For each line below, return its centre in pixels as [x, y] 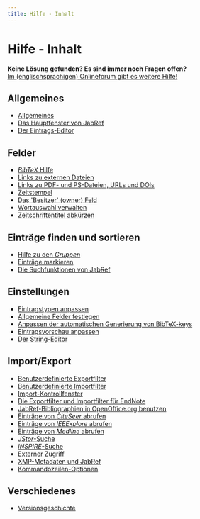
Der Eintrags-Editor [46, 130]
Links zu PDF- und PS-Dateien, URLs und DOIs [86, 185]
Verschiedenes [41, 491]
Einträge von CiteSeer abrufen [62, 416]
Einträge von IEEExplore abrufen [65, 423]
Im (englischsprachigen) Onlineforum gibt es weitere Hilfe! [93, 76]
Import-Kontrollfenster [50, 394]
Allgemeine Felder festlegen [59, 316]
